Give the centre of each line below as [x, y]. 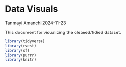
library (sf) [17, 50]
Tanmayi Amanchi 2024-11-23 [36, 23]
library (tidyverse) [25, 41]
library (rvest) [21, 46]
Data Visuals [32, 9]
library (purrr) [21, 55]
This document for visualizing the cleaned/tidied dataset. [63, 32]
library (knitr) [21, 60]
